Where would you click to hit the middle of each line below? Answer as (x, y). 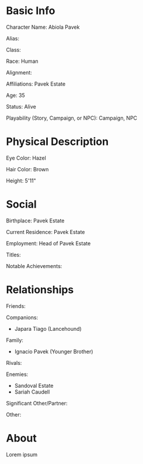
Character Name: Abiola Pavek (43, 27)
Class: (14, 50)
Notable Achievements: (34, 266)
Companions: (22, 317)
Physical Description (57, 142)
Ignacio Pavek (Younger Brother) (54, 351)
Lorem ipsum (22, 454)
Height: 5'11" (21, 181)
